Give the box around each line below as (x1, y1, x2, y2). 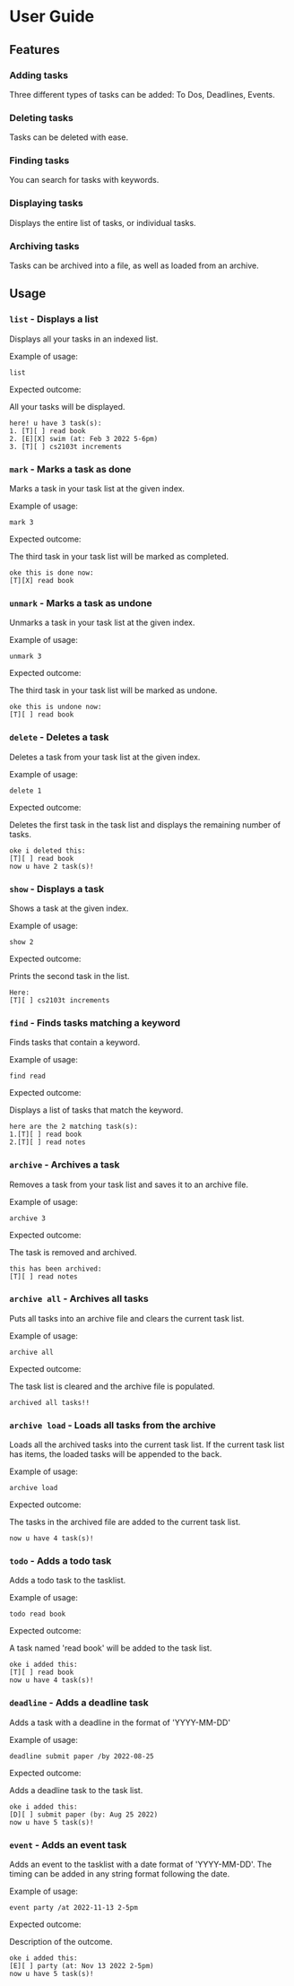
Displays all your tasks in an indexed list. (9, 334, 159, 344)
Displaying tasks (9, 197, 83, 210)
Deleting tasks (9, 111, 73, 124)
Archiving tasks (9, 239, 80, 252)
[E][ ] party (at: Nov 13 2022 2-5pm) (9, 1962, 154, 1971)
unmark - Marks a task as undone (9, 596, 152, 609)
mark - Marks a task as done (9, 463, 132, 475)
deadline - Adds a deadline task (9, 1696, 150, 1709)
